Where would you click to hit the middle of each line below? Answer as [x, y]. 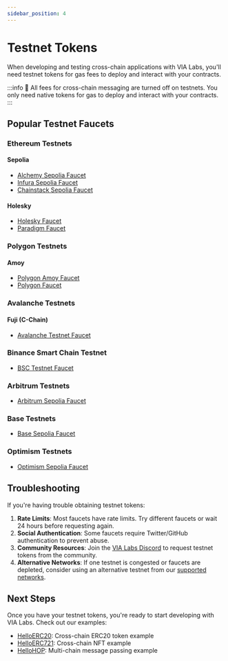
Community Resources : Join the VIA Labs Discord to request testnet [115, 547]
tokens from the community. [57, 555]
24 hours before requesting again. [66, 526]
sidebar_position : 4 [37, 13]
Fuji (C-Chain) [28, 319]
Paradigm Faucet [41, 228]
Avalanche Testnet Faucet [54, 335]
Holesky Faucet [39, 221]
